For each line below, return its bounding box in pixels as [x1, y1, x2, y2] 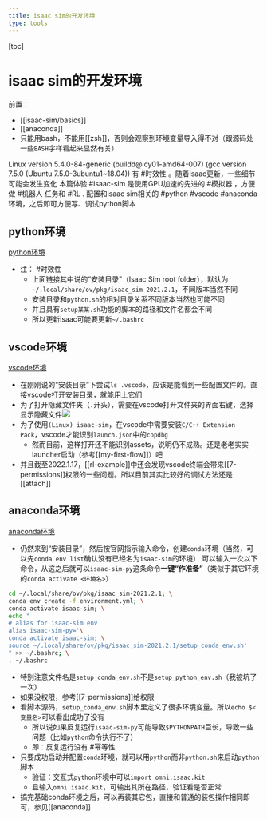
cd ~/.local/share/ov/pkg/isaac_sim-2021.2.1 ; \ [8, 589, 173, 597]
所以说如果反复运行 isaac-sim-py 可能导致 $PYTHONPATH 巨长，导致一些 [31, 721, 254, 732]
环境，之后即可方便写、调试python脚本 [8, 199, 136, 209]
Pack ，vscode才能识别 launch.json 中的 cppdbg [19, 429, 169, 440]
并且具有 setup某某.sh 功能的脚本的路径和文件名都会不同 [31, 305, 213, 314]
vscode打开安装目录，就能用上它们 [26, 390, 143, 400]
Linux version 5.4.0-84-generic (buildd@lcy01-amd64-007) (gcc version [8, 159, 247, 169]
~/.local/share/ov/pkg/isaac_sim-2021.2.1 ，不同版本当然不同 [31, 285, 238, 294]
